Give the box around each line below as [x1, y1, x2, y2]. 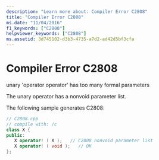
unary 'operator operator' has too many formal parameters [6, 81, 150, 88]
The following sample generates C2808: [6, 104, 105, 111]
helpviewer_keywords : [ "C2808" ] [6, 31, 86, 37]
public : [6, 132, 26, 138]
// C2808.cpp [6, 116, 39, 121]
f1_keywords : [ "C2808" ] [6, 25, 66, 31]
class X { [6, 127, 31, 133]
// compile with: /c [6, 121, 58, 127]
